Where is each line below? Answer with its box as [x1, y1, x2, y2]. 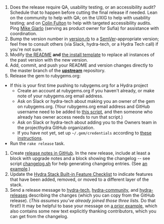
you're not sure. [9, 47, 43, 52]
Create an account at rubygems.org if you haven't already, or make [17, 88, 155, 93]
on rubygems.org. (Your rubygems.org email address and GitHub [17, 104, 150, 109]
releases [9, 192, 28, 198]
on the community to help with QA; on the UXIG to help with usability [9, 15, 151, 20]
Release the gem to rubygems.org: [9, 73, 81, 78]
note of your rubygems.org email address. [17, 93, 103, 99]
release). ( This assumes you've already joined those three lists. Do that [9, 198, 156, 203]
